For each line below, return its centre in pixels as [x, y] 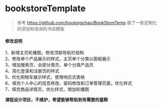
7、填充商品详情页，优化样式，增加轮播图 [47, 89]
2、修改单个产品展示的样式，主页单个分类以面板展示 [58, 59]
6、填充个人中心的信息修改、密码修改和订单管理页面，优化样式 [69, 83]
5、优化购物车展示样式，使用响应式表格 [45, 77]
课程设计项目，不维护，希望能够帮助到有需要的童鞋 [57, 100]
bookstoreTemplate [46, 9]
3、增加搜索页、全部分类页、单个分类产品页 [49, 65]
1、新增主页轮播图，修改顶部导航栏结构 [45, 53]
